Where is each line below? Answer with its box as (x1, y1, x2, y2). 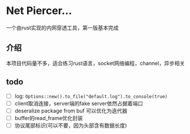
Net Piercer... (6, 4, 72, 18)
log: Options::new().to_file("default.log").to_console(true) (14, 92, 168, 99)
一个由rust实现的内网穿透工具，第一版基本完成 (6, 24, 119, 31)
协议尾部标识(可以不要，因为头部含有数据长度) (14, 122, 127, 129)
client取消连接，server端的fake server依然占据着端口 (14, 99, 144, 106)
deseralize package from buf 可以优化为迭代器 (14, 107, 128, 114)
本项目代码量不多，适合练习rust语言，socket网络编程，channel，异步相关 (6, 60, 185, 67)
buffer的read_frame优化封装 (14, 114, 84, 121)
